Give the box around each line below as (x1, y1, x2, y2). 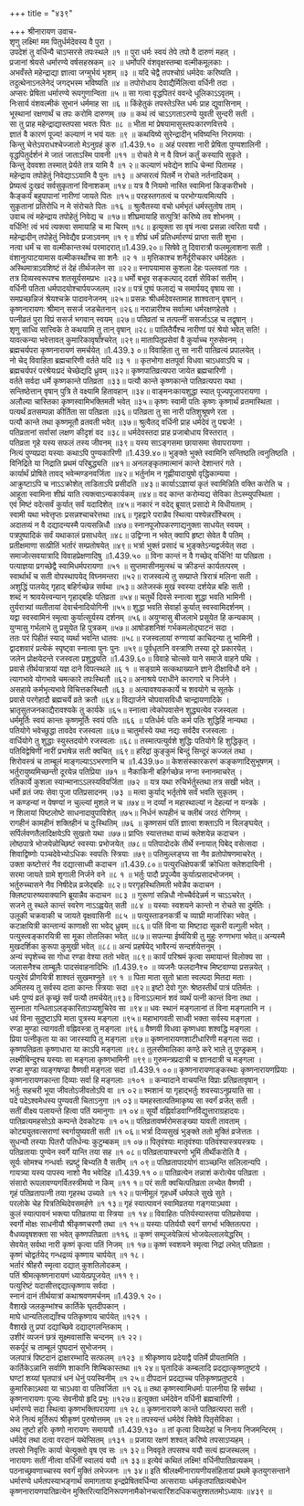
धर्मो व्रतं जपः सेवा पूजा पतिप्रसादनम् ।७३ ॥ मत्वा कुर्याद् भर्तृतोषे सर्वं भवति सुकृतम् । (9, 787, 245, 798)
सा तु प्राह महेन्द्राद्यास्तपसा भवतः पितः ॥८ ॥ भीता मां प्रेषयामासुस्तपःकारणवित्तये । (9, 119, 236, 129)
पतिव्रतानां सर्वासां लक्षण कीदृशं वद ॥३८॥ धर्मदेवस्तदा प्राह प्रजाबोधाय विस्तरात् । (9, 427, 236, 438)
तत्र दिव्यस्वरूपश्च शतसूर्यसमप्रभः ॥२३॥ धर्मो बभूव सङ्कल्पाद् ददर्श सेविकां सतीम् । (9, 273, 245, 283)
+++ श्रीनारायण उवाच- (9, 27, 78, 37)
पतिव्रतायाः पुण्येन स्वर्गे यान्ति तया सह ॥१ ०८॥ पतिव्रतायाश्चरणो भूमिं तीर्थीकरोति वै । (9, 1147, 248, 1157)
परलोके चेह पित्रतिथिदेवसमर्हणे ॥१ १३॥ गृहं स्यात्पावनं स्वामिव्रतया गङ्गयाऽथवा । (9, 1198, 239, 1209)
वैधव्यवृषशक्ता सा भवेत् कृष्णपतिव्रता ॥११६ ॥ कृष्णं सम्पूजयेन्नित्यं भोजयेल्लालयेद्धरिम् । (9, 1229, 251, 1239)
